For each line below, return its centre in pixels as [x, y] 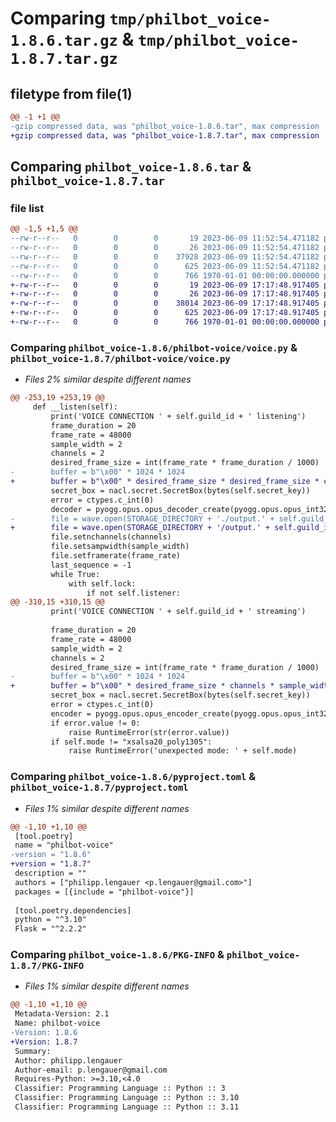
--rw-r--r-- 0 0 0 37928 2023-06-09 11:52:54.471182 [165, 257]
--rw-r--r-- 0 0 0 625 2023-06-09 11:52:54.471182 [165, 266]
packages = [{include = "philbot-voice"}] [104, 892]
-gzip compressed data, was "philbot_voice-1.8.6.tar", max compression [165, 126]
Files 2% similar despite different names [108, 379]
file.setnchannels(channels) [111, 537]
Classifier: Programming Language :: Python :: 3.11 [127, 1107]
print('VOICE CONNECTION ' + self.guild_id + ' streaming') [178, 612]
